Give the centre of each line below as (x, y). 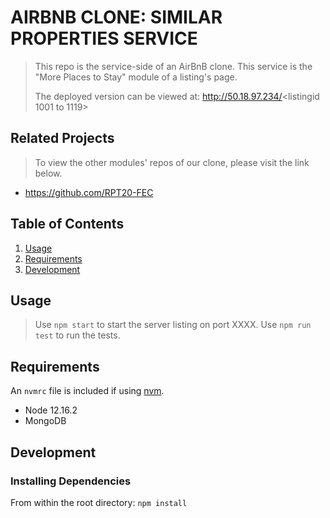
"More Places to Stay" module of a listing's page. (136, 77)
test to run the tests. (77, 335)
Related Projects (62, 138)
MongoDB (45, 421)
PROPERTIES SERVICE (104, 38)
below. (48, 173)
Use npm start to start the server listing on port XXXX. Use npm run (173, 325)
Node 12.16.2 (51, 410)
